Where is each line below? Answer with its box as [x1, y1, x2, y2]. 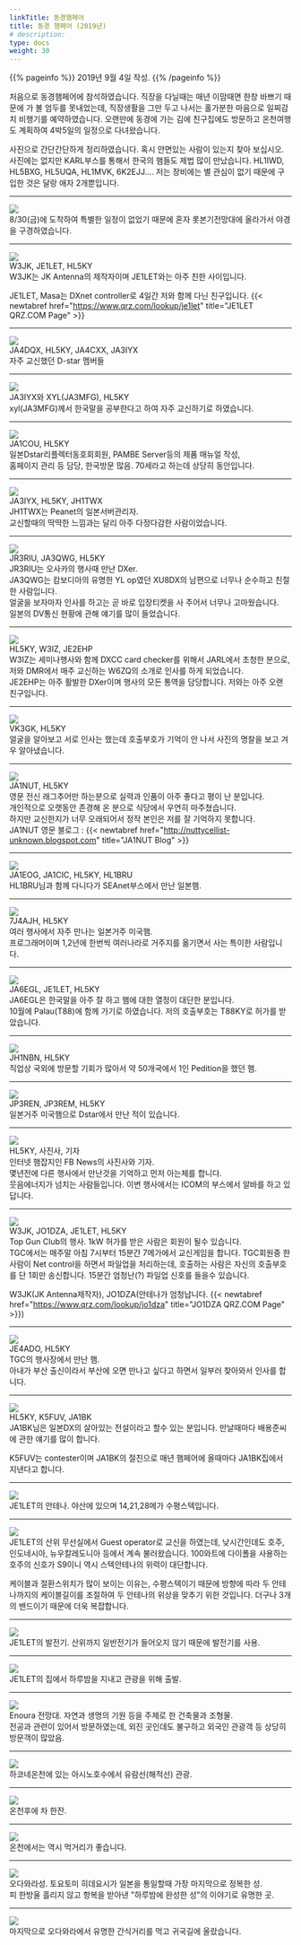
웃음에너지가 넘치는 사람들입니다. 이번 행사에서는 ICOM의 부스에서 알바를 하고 [9, 1179, 282, 1190]
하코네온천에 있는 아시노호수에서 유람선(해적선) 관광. [9, 1769, 193, 1780]
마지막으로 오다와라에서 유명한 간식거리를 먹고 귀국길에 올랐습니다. [9, 1926, 242, 1937]
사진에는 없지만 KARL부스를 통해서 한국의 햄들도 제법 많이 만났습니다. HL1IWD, [9, 155, 285, 166]
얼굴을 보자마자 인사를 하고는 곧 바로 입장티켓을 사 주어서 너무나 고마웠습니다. [9, 597, 279, 608]
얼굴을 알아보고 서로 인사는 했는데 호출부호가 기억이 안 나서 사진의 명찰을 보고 [9, 734, 279, 745]
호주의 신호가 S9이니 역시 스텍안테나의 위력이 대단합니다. [9, 1559, 209, 1570]
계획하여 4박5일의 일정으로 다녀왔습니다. [18, 125, 160, 135]
